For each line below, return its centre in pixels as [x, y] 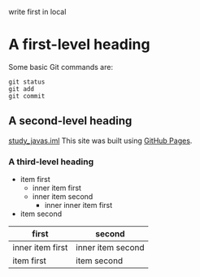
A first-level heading [79, 45]
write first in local [37, 12]
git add [22, 89]
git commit [27, 96]
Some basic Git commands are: [61, 67]
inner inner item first [78, 206]
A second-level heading [70, 121]
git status [27, 82]
